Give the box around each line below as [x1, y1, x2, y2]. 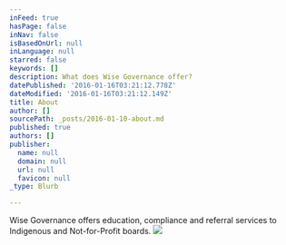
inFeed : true [9, 13, 59, 23]
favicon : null [17, 173, 71, 182]
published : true [9, 123, 71, 132]
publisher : [9, 140, 51, 149]
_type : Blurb [9, 182, 59, 191]
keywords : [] [9, 64, 59, 73]
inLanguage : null [9, 47, 75, 56]
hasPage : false [9, 22, 67, 31]
